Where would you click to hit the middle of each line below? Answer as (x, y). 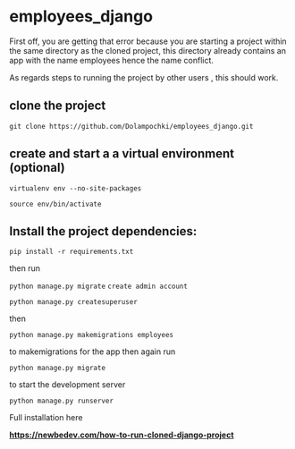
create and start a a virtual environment (122, 154)
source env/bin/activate (55, 204)
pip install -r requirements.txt (72, 252)
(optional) (37, 168)
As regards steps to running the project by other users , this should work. (144, 77)
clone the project (58, 106)
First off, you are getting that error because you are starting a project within (148, 41)
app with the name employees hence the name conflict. (112, 60)
